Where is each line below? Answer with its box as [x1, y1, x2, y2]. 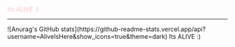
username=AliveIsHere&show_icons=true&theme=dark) [7, 32, 168, 40]
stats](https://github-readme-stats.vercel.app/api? [60, 25, 206, 33]
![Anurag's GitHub [7, 25, 59, 33]
